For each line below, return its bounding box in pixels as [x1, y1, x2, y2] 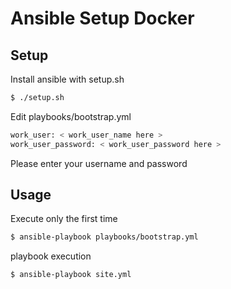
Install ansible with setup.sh [10, 73, 125, 85]
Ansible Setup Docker [10, 7, 195, 30]
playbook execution [10, 250, 92, 262]
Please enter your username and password [10, 157, 188, 169]
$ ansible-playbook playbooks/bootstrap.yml [10, 232, 199, 242]
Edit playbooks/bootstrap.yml [10, 110, 132, 122]
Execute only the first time [10, 213, 118, 225]
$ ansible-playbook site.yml [10, 270, 132, 280]
